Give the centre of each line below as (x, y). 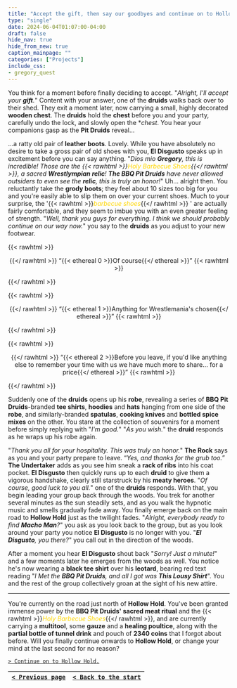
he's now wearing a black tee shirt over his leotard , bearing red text (107, 568)
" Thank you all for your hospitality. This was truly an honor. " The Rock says (118, 450)
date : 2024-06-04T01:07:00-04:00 (57, 27)
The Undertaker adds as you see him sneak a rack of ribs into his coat (111, 465)
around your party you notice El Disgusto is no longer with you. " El (105, 532)
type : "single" (30, 20)
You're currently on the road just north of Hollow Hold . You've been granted (118, 603)
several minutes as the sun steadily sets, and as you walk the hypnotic (110, 502)
